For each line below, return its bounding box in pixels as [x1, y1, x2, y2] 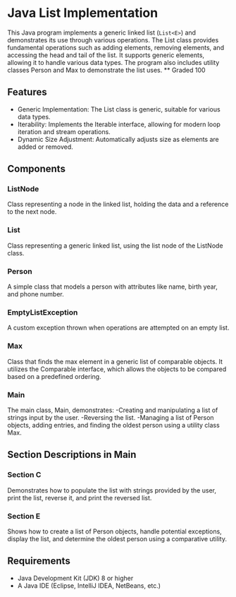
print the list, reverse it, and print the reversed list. [7, 493, 152, 502]
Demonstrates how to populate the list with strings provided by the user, [7, 486, 217, 495]
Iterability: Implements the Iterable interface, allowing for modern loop [17, 120, 221, 128]
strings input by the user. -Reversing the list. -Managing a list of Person [7, 413, 214, 421]
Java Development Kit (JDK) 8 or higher [17, 574, 134, 582]
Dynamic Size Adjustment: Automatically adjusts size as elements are [17, 135, 220, 143]
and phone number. [7, 290, 65, 298]
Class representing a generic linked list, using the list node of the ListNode [7, 241, 223, 250]
